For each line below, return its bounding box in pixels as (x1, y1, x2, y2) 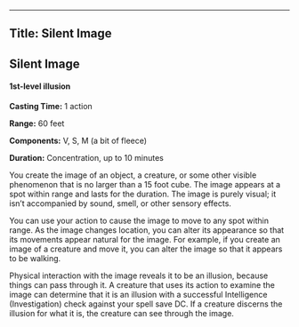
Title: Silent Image (9, 26, 113, 41)
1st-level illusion (9, 81, 71, 92)
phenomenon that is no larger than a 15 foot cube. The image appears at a (9, 179, 281, 189)
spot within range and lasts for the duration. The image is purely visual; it (9, 188, 277, 199)
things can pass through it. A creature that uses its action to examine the (9, 279, 276, 290)
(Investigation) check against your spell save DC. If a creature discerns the (9, 299, 283, 309)
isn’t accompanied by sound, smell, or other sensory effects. (9, 197, 231, 209)
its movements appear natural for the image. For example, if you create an (9, 234, 280, 244)
